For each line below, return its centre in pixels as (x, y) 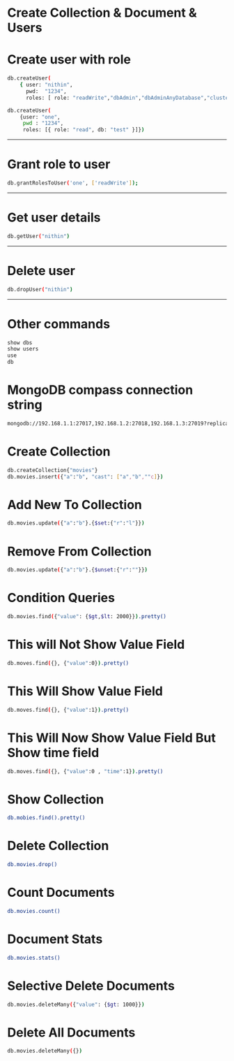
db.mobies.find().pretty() (46, 818)
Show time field (53, 753)
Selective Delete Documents (91, 986)
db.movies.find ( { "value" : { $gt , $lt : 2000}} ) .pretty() (87, 617)
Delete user (41, 271)
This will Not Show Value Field (96, 645)
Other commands (58, 324)
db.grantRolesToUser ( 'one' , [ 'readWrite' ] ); (73, 183)
